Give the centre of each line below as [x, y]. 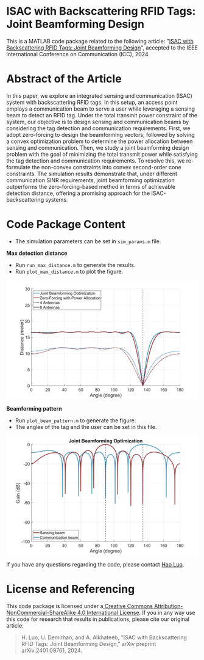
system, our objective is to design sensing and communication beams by [98, 122]
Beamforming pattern [34, 409]
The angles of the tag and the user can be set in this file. [86, 427]
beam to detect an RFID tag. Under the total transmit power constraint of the [102, 115]
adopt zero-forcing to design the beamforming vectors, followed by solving [100, 134]
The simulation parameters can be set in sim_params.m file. [88, 241]
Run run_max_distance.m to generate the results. [75, 265]
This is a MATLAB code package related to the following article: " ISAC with [100, 41]
